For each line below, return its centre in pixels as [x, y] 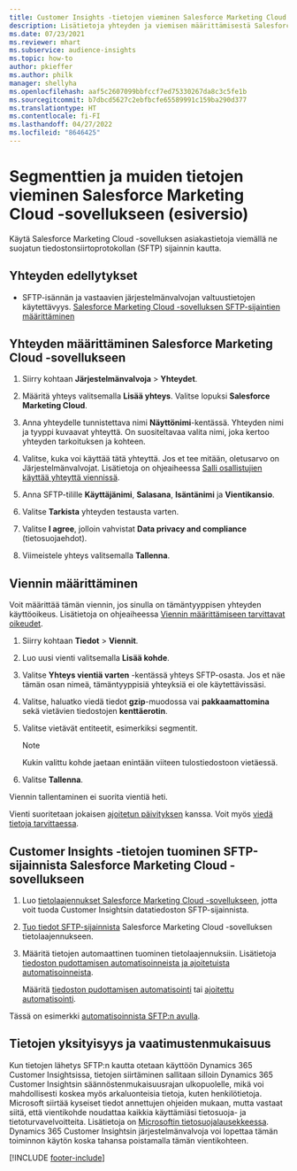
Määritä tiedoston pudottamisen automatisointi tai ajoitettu [128, 989]
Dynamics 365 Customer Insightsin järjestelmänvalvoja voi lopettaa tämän [144, 1131]
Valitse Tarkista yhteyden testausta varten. [100, 512]
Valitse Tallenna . [53, 779]
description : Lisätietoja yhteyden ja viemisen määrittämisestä [130, 26]
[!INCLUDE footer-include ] [57, 1158]
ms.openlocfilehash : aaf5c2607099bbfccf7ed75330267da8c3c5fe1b [128, 91]
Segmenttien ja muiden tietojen [126, 177]
